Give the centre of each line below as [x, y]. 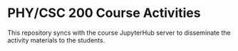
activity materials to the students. [56, 40]
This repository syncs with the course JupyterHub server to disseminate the [119, 33]
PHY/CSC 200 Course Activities [104, 13]
